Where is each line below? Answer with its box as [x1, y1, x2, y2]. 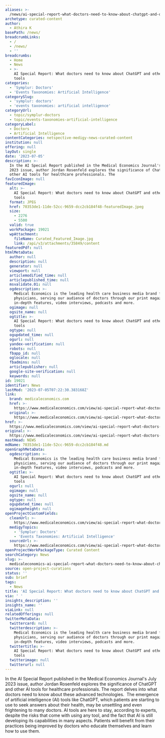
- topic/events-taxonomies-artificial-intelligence [9, 117, 118, 122]
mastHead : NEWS [5, 438, 36, 443]
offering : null [5, 145, 36, 150]
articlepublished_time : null [9, 277, 69, 282]
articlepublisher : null [9, 365, 58, 369]
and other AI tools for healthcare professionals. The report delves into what [5, 686, 157, 692]
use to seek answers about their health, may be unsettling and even [5, 702, 142, 707]
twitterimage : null [9, 658, 50, 663]
